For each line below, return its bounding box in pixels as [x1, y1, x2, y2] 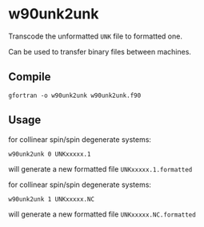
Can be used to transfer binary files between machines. [8, 47, 192, 56]
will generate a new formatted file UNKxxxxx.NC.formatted [8, 209, 196, 219]
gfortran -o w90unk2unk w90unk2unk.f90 [8, 91, 142, 99]
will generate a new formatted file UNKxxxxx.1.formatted [8, 164, 193, 173]
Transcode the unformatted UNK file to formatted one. [8, 31, 182, 41]
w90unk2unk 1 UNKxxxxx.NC [8, 195, 94, 203]
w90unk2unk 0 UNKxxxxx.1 [8, 150, 91, 158]
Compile [8, 70, 51, 84]
